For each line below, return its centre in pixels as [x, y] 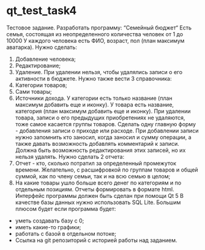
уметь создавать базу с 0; [50, 221]
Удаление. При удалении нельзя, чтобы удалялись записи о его [99, 72]
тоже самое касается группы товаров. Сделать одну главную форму [106, 124]
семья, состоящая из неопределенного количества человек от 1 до [95, 34]
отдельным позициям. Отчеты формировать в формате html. [95, 189]
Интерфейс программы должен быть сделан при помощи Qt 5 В [99, 195]
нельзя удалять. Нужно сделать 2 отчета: [69, 156]
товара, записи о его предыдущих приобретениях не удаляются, [100, 118]
